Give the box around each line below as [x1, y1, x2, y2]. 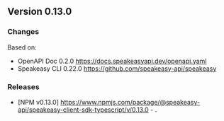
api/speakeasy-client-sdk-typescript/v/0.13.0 [17, 105, 149, 114]
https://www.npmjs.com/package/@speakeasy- [60, 98, 201, 106]
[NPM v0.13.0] [17, 98, 59, 106]
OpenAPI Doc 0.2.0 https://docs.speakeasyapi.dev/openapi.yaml [17, 57, 207, 65]
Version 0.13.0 [7, 6, 72, 18]
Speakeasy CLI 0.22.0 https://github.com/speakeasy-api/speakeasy [17, 64, 217, 73]
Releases [7, 81, 40, 91]
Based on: [7, 42, 37, 52]
